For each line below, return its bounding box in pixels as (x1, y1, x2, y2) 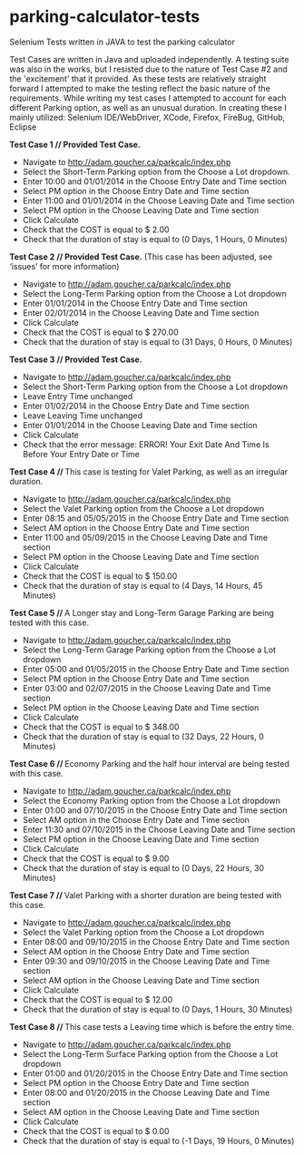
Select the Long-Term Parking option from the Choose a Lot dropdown (22, 288, 288, 299)
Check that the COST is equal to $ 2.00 (22, 224, 170, 235)
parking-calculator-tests (9, 6, 201, 27)
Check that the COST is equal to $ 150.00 (22, 570, 178, 582)
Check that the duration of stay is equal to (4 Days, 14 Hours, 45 (22, 580, 263, 591)
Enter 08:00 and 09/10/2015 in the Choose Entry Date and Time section (22, 936, 290, 947)
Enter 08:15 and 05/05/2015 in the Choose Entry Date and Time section (22, 513, 289, 524)
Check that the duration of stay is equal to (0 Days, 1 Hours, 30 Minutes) (22, 1003, 293, 1014)
